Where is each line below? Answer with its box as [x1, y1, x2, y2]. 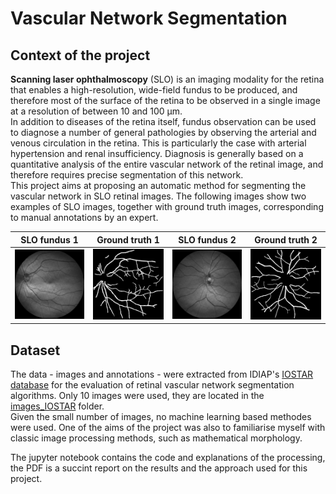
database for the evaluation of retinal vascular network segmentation [10, 379, 295, 391]
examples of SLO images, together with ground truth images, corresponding [10, 201, 324, 212]
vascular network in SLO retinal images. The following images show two [10, 190, 307, 202]
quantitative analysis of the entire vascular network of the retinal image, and [10, 158, 324, 170]
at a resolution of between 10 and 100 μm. [10, 105, 183, 117]
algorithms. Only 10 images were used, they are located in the [10, 390, 265, 402]
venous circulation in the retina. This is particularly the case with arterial [10, 137, 307, 149]
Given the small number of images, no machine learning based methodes [10, 411, 312, 423]
